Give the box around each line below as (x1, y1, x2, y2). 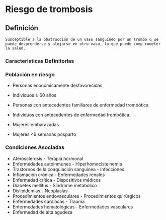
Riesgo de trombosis (5, 4, 93, 15)
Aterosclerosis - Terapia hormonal (12, 155, 84, 161)
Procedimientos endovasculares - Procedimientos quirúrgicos (12, 193, 141, 199)
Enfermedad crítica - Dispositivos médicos (12, 177, 101, 183)
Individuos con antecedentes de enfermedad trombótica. (12, 112, 131, 118)
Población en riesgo (5, 71, 55, 78)
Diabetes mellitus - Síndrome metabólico (12, 182, 97, 188)
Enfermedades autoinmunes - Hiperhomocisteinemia (12, 160, 122, 167)
